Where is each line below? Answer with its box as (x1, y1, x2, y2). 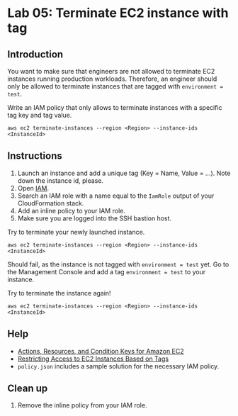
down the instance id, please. (17, 176, 104, 185)
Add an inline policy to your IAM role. (17, 206, 125, 215)
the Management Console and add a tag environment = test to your (7, 267, 206, 276)
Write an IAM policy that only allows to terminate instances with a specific (7, 103, 222, 111)
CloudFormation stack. (17, 198, 84, 207)
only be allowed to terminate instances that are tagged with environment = (7, 82, 224, 90)
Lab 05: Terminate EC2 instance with (7, 5, 229, 21)
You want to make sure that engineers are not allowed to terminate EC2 (7, 67, 215, 75)
